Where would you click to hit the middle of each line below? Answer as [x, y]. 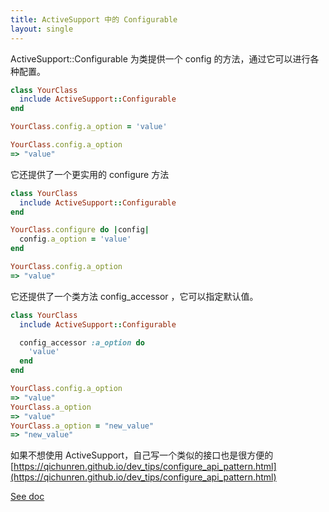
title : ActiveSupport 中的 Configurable [94, 19]
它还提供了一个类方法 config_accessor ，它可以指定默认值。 [134, 296]
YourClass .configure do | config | [80, 230]
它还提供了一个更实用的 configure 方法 [90, 174]
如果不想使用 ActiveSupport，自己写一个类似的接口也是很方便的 [142, 455]
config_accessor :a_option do [82, 342]
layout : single [42, 29]
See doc [27, 497]
